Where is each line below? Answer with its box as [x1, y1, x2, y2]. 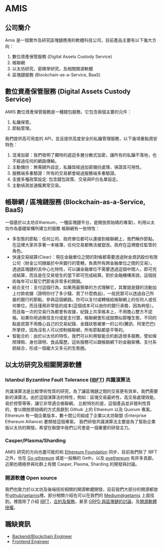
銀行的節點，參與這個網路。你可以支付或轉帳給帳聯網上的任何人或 [20, 296, 153, 302]
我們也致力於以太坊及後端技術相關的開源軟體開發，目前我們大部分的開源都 [5, 486, 154, 492]
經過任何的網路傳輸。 [16, 158, 59, 164]
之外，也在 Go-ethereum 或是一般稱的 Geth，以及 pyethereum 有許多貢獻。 [5, 455, 157, 461]
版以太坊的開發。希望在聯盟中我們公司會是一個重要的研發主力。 [5, 425, 132, 430]
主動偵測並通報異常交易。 [12, 182, 64, 188]
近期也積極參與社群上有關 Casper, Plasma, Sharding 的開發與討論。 [5, 461, 140, 467]
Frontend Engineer [12, 538, 49, 544]
